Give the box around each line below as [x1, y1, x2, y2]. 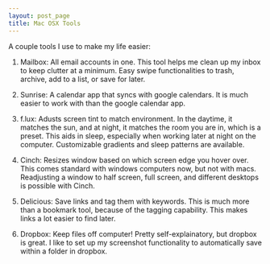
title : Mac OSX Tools [8, 19, 81, 27]
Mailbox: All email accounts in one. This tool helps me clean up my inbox [19, 57, 261, 67]
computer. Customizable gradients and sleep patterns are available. [19, 139, 245, 149]
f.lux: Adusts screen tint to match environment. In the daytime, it [19, 113, 233, 123]
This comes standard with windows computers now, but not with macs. [19, 163, 256, 173]
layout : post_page [8, 11, 70, 20]
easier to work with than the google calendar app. [19, 98, 186, 108]
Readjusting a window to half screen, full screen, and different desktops [19, 172, 260, 182]
